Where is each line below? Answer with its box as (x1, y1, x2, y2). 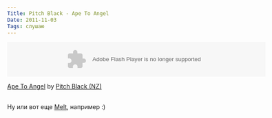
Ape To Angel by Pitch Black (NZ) (7, 82, 102, 91)
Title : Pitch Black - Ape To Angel (7, 10, 109, 17)
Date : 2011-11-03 (7, 16, 57, 23)
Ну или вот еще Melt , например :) (7, 103, 106, 111)
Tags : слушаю (7, 23, 45, 29)
